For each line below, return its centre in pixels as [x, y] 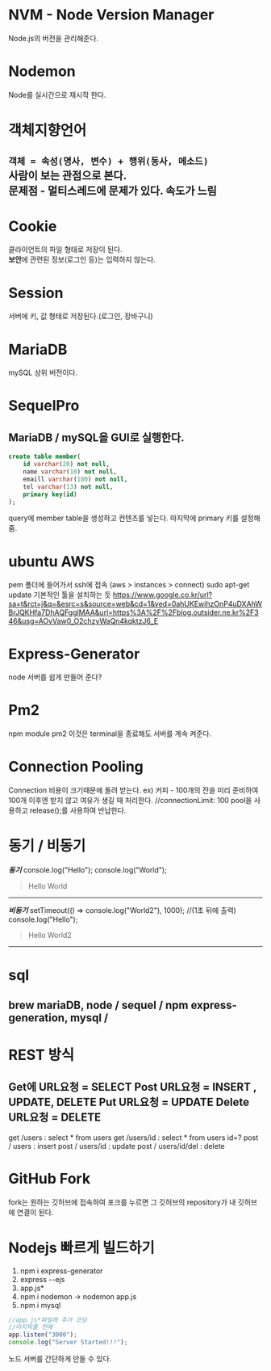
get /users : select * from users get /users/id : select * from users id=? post [133, 1138]
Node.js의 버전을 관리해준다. [54, 38]
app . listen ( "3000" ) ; [43, 1335]
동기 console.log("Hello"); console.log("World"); [88, 870]
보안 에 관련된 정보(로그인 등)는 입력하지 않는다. [82, 259]
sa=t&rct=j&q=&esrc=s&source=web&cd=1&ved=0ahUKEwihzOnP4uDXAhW [135, 604]
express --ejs [42, 1279]
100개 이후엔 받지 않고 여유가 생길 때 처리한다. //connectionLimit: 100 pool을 [130, 801]
